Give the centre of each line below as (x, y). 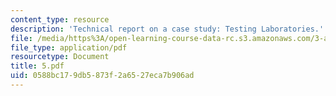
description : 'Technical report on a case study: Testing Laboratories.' (167, 29)
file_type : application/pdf (69, 47)
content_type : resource (60, 19)
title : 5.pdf (37, 66)
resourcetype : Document (60, 57)
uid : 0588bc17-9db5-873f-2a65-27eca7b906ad (102, 76)
